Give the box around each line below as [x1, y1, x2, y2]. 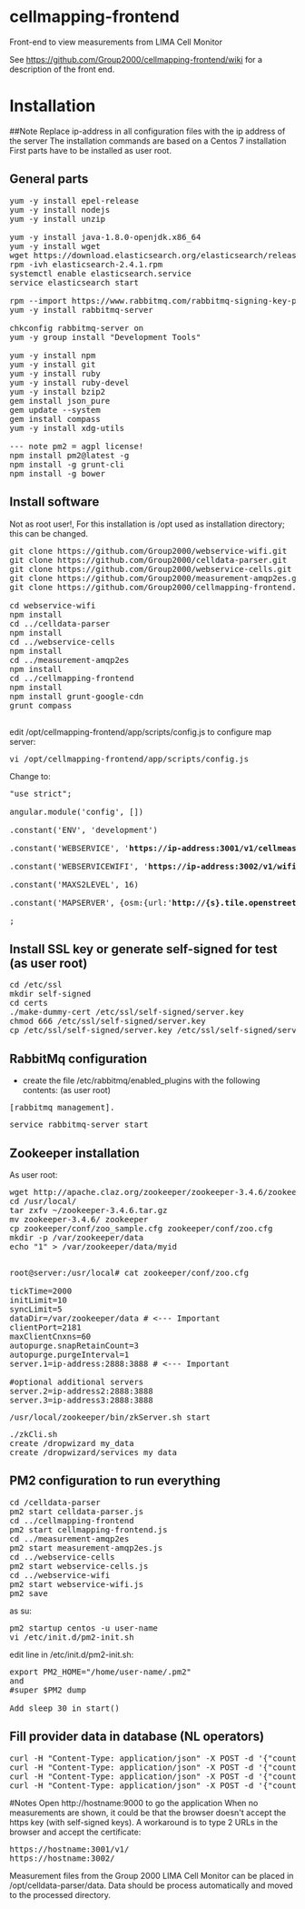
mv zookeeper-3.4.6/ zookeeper [9, 1214, 149, 1224]
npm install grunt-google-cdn [9, 691, 144, 701]
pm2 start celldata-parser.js [9, 1506, 144, 1516]
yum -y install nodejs [9, 205, 111, 215]
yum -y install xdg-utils [9, 423, 125, 433]
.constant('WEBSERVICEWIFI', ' [9, 861, 149, 871]
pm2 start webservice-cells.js [9, 1561, 149, 1571]
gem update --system [9, 405, 102, 415]
